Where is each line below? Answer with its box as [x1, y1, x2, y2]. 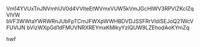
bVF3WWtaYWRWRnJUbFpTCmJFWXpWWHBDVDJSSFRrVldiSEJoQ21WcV [6, 18, 194, 24]
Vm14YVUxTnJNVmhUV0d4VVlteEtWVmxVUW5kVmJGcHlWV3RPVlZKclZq [6, 5, 194, 12]
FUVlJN [6, 24, 26, 31]
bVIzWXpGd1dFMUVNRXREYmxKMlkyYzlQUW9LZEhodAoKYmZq [27, 24, 190, 31]
